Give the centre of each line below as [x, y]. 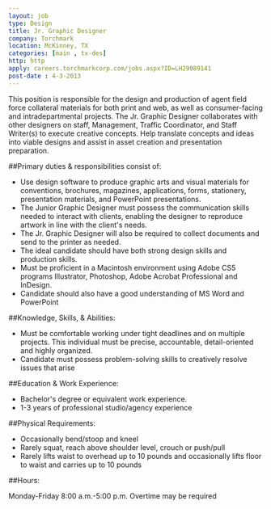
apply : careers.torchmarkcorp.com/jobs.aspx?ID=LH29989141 [110, 69]
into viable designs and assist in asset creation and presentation [115, 141]
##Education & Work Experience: [64, 383]
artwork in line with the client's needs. [83, 225]
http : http [27, 61]
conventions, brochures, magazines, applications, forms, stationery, [133, 190]
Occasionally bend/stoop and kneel [79, 439]
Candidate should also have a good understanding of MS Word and [132, 293]
